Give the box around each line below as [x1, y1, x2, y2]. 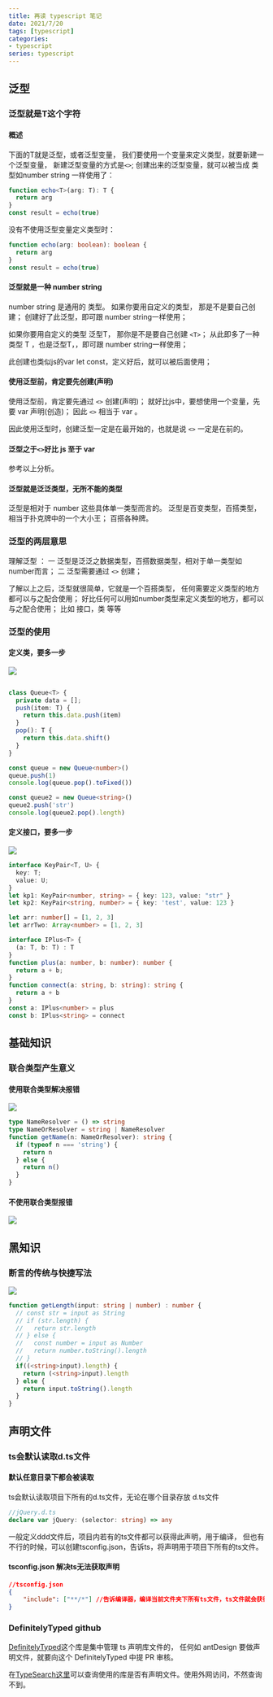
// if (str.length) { [15, 1316, 89, 1324]
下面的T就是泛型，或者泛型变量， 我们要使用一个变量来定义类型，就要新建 [8, 150, 258, 159]
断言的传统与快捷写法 [8, 1267, 92, 1278]
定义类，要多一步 [8, 648, 66, 657]
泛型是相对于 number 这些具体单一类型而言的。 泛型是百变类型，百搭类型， [8, 504, 262, 513]
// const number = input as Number [15, 1339, 144, 1347]
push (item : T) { [15, 704, 71, 712]
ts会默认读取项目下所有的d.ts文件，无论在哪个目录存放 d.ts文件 [8, 1492, 219, 1502]
